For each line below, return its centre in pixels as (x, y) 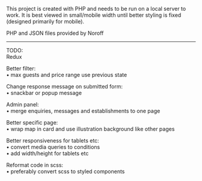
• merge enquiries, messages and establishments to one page (83, 111)
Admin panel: (23, 104)
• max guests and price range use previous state (67, 75)
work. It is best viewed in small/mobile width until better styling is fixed (94, 15)
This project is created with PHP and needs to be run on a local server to (96, 9)
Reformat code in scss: (35, 165)
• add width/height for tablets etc (47, 153)
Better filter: (21, 68)
